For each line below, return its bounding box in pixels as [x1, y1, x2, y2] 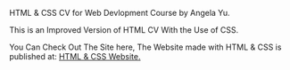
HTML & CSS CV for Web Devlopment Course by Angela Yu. [9, 8, 230, 18]
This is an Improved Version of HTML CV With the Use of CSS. [9, 25, 239, 35]
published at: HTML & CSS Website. [9, 51, 141, 61]
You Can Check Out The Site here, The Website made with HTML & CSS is [9, 42, 282, 52]
